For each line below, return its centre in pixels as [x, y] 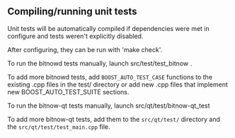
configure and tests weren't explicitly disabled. [75, 36]
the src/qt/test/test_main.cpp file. [59, 127]
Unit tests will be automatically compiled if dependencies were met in [109, 28]
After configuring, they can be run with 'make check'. [85, 49]
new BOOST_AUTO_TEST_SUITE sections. [68, 92]
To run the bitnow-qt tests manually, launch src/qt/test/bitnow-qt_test [109, 106]
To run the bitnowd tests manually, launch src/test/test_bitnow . [100, 63]
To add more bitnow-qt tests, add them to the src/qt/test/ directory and [114, 119]
